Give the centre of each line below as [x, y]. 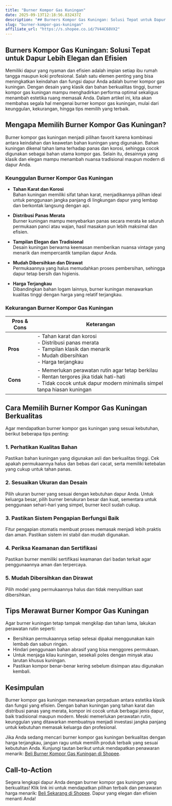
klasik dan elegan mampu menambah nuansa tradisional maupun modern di [85, 159]
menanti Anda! [21, 799]
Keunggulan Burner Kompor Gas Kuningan [59, 178]
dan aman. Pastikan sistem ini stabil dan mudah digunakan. [68, 535]
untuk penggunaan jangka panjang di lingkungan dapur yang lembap [85, 200]
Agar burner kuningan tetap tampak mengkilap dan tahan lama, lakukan [81, 623]
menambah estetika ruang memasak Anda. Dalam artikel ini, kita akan [79, 98]
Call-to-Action [29, 770]
